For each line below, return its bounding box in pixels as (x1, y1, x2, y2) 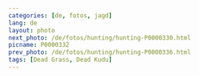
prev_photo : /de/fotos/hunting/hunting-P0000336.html (8, 48, 192, 56)
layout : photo (8, 26, 56, 34)
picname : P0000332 (8, 41, 70, 49)
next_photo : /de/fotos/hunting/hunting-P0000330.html (8, 33, 192, 42)
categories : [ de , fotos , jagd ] (8, 11, 113, 20)
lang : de (8, 19, 38, 27)
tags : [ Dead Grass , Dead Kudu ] (8, 56, 113, 64)
